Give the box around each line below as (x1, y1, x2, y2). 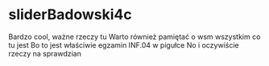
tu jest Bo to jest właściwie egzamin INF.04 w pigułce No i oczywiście (8, 40, 239, 49)
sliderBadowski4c (8, 6, 132, 24)
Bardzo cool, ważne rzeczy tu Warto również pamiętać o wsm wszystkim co (8, 32, 261, 41)
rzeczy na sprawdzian (8, 49, 82, 58)
